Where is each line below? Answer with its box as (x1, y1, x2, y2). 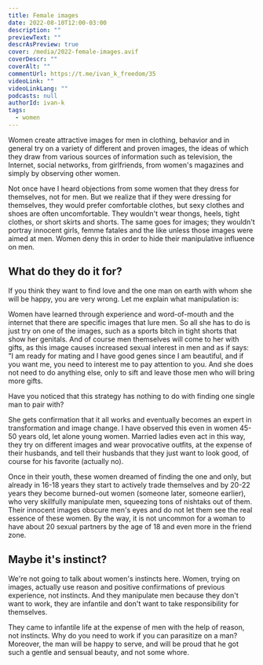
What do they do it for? (8, 265, 122, 279)
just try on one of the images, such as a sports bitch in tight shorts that (8, 326, 237, 335)
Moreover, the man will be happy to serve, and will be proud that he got (8, 639, 239, 649)
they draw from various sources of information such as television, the (8, 152, 233, 161)
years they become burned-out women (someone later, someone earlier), (8, 488, 246, 498)
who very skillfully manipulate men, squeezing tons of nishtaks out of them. (8, 496, 253, 506)
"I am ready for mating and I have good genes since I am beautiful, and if (8, 351, 244, 360)
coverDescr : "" (8, 56, 58, 64)
